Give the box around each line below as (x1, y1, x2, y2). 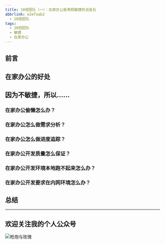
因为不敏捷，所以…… (5, 91, 70, 99)
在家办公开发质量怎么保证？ (5, 150, 71, 157)
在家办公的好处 (5, 72, 51, 81)
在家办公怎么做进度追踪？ (5, 136, 66, 142)
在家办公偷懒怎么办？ (5, 106, 55, 113)
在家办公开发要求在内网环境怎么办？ (5, 179, 91, 186)
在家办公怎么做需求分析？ (5, 121, 66, 128)
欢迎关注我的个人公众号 (5, 220, 76, 228)
